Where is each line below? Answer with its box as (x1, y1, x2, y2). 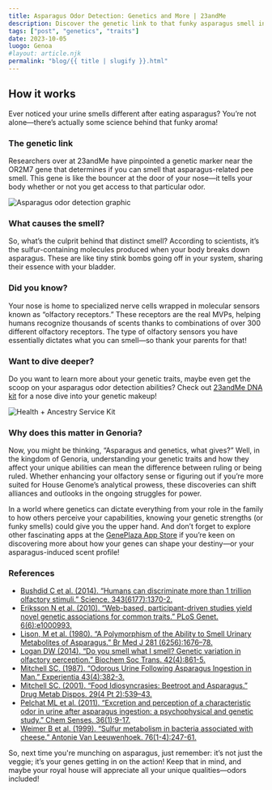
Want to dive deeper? (8, 355, 95, 367)
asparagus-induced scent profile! (8, 547, 120, 557)
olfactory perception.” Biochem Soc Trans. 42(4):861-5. (19, 655, 206, 665)
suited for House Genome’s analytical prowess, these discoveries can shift (8, 480, 257, 490)
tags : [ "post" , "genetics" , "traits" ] (8, 27, 139, 35)
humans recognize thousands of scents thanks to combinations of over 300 (8, 318, 261, 328)
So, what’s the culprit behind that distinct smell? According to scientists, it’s (8, 236, 260, 246)
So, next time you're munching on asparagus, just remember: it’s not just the (8, 748, 263, 758)
